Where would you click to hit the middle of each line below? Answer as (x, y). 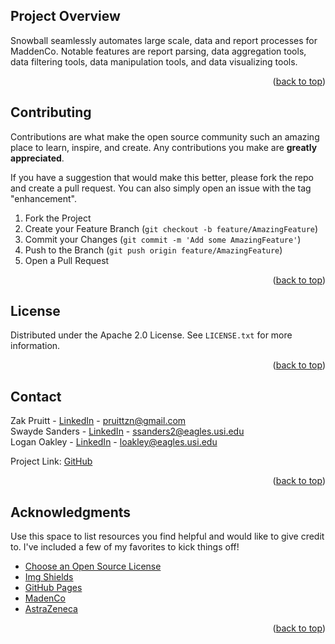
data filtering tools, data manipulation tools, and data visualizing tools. (154, 61)
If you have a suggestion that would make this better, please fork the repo (162, 177)
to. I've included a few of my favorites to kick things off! (125, 547)
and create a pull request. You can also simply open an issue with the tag (161, 188)
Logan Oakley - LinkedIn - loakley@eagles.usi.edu (114, 442)
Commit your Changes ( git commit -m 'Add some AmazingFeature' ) (163, 239)
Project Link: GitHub (51, 461)
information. (35, 346)
